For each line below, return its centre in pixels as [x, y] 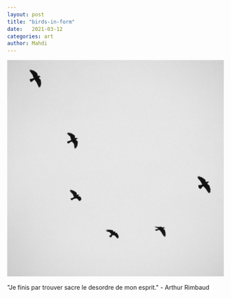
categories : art [30, 36]
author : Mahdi [27, 44]
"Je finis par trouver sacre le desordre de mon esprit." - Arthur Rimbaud [108, 288]
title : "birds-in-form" [41, 22]
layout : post [26, 14]
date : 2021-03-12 [35, 29]
